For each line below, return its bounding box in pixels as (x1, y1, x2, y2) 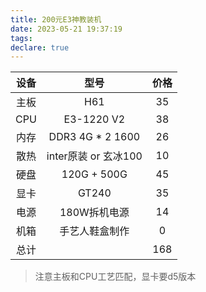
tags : (10, 33, 33, 43)
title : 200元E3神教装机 (10, 14, 102, 25)
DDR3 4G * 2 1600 (48, 130, 141, 144)
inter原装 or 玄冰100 (46, 149, 143, 163)
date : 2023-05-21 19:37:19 (10, 24, 123, 34)
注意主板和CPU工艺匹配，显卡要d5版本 (34, 271, 197, 283)
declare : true (10, 42, 70, 53)
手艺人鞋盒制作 (59, 224, 130, 238)
